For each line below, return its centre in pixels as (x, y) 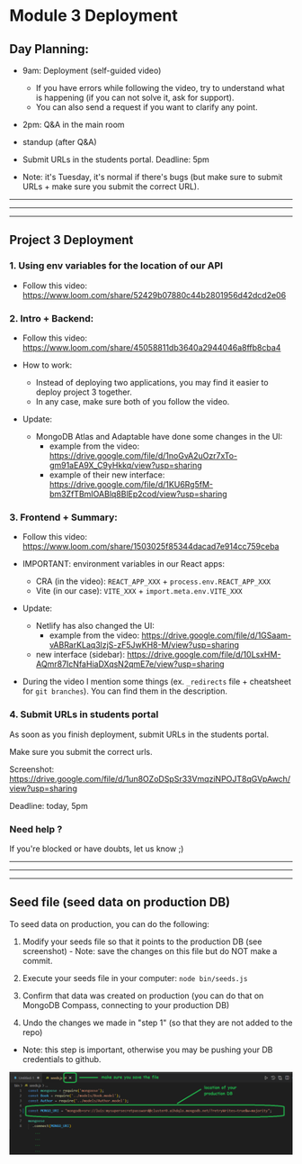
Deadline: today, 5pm (49, 805)
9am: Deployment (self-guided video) (92, 70)
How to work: (47, 365)
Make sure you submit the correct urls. (81, 751)
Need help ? (36, 829)
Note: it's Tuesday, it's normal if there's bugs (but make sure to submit (152, 177)
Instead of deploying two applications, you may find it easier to (152, 382)
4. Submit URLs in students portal (84, 714)
